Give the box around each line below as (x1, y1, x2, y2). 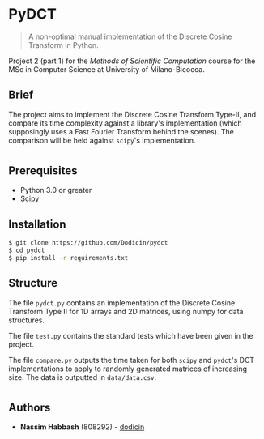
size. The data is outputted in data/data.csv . (8, 372, 156, 381)
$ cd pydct (8, 246, 45, 255)
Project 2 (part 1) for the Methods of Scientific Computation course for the (8, 56, 256, 66)
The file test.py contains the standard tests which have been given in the (8, 330, 253, 340)
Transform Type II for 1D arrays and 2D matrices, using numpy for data (8, 306, 244, 316)
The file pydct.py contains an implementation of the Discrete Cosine (8, 297, 236, 308)
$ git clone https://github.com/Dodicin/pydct (8, 239, 168, 247)
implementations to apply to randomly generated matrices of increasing (8, 364, 248, 373)
